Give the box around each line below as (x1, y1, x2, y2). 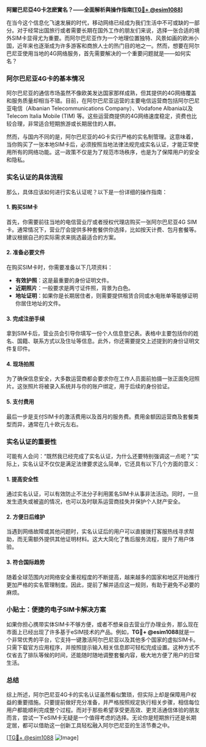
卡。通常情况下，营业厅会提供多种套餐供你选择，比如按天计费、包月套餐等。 (6, 225, 200, 233)
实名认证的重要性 (6, 437, 57, 446)
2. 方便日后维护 (6, 513, 45, 520)
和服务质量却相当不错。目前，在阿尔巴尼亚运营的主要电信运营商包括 (6, 97, 178, 104)
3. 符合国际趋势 (6, 558, 45, 566)
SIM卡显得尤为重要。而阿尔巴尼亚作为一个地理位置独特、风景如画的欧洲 (11, 34, 194, 42)
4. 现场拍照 (6, 360, 35, 367)
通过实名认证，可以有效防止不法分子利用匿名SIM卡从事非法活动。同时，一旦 (6, 490, 199, 498)
